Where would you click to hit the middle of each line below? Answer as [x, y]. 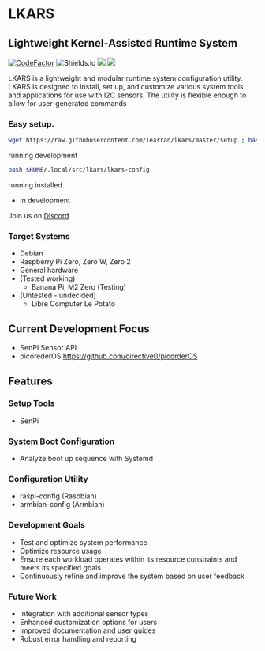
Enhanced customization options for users [88, 623]
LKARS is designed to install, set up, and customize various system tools [126, 87]
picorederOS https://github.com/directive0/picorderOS [108, 356]
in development [45, 201]
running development [43, 156]
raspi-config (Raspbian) [58, 496]
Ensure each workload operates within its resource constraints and [128, 559]
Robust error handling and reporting [78, 639]
